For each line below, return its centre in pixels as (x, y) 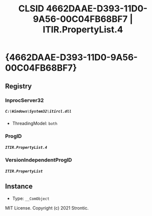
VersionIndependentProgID (39, 160)
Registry (19, 86)
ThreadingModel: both (35, 124)
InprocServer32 (25, 100)
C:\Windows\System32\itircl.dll (38, 112)
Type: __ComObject (31, 198)
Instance (19, 187)
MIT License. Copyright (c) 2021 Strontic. (47, 208)
